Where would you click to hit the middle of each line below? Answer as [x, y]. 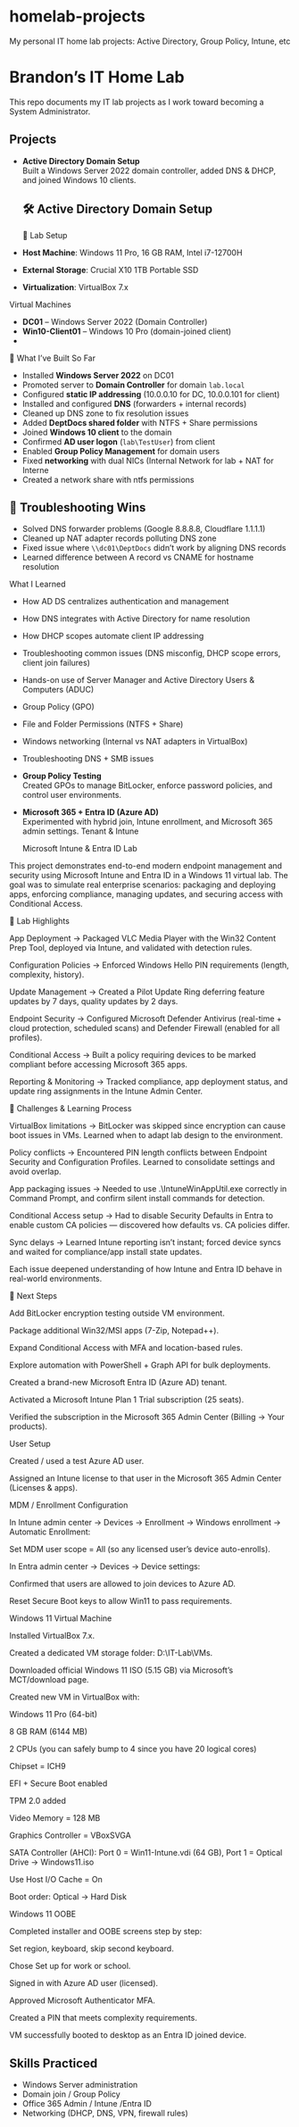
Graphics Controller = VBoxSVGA [70, 1835]
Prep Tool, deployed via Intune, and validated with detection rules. [131, 948]
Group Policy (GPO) [58, 707]
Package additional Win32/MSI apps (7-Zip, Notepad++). [114, 1331]
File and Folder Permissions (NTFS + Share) [103, 724]
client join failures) [56, 663]
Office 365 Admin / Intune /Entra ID [87, 2104]
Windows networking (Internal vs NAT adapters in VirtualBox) [135, 742]
